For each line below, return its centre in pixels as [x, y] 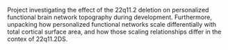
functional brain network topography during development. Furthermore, [109, 17]
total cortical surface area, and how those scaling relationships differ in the [114, 32]
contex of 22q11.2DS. [38, 39]
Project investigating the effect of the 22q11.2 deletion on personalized [108, 10]
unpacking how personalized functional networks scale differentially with [112, 24]
